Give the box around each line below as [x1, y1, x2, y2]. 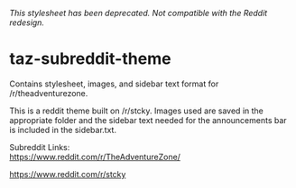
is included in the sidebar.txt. [9, 124, 117, 135]
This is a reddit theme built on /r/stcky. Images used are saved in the [9, 105, 264, 116]
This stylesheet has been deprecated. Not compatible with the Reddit [9, 8, 268, 18]
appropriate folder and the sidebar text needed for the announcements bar [9, 114, 287, 125]
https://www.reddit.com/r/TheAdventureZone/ [9, 151, 180, 162]
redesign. [9, 17, 45, 28]
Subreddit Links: [9, 141, 70, 152]
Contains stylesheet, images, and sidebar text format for [9, 78, 219, 89]
